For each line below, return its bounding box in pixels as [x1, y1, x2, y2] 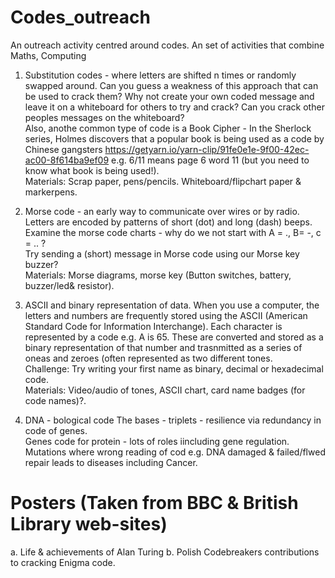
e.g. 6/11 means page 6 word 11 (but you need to [111, 154, 310, 166]
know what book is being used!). [24, 164, 160, 176]
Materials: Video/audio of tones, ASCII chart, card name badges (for [24, 384, 306, 396]
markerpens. [24, 186, 78, 198]
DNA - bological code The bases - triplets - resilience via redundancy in [24, 414, 322, 426]
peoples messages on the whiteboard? [24, 111, 185, 123]
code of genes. [24, 424, 88, 436]
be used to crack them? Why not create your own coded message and [24, 90, 315, 102]
